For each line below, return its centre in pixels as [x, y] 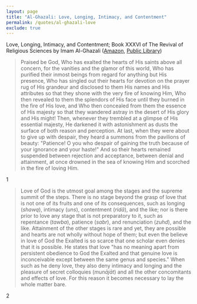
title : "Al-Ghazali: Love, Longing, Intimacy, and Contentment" [86, 17]
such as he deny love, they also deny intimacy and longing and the [101, 266]
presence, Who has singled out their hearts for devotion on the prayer [105, 81]
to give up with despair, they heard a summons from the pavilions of [103, 137]
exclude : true [24, 28]
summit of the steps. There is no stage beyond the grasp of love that [103, 197]
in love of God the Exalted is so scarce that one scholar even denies [103, 241]
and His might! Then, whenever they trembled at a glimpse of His [99, 119]
